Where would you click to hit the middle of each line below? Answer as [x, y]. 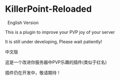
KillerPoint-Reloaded [48, 9]
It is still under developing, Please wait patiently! [54, 41]
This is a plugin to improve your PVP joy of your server [60, 32]
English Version [23, 23]
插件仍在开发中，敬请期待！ [33, 73]
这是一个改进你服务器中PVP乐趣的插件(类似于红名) [56, 62]
